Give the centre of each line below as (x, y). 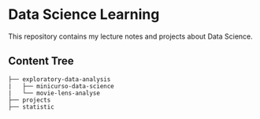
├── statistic (32, 107)
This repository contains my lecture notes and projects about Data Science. (131, 36)
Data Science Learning (84, 15)
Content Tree (41, 61)
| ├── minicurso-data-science (61, 86)
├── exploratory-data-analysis (59, 79)
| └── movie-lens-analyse (54, 93)
